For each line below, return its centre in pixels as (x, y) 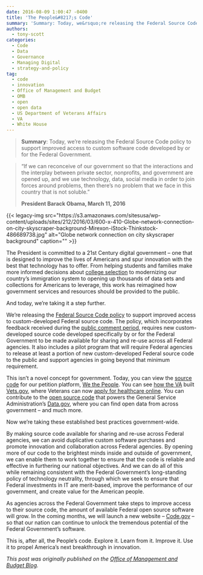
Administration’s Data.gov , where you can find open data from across (92, 404)
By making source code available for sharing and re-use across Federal (95, 434)
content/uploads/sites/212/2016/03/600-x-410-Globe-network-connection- (100, 222)
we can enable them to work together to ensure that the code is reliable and (101, 459)
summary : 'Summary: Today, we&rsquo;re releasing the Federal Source (96, 23)
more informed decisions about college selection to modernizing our (92, 272)
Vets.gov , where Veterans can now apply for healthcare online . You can (95, 391)
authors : (17, 29)
